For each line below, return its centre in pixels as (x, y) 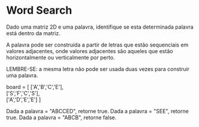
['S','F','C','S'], (23, 93)
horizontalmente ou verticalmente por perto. (61, 57)
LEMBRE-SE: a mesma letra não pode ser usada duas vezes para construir (98, 69)
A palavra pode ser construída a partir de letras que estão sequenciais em (97, 45)
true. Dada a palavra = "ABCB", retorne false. (61, 117)
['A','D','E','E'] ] (24, 100)
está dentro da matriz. (33, 33)
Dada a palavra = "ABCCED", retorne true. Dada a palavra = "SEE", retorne (98, 111)
